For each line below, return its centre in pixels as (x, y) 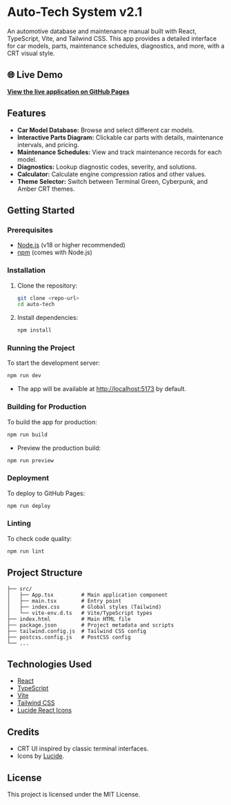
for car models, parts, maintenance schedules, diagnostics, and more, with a (116, 46)
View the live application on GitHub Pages (68, 91)
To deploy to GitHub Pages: (46, 493)
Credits (23, 732)
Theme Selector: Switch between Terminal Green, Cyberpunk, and (112, 181)
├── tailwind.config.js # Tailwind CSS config (77, 631)
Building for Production (47, 407)
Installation (27, 270)
